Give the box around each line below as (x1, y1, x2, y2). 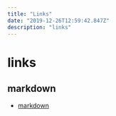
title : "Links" (7, 10, 53, 18)
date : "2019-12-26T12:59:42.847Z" (7, 17, 110, 24)
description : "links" (7, 23, 72, 31)
